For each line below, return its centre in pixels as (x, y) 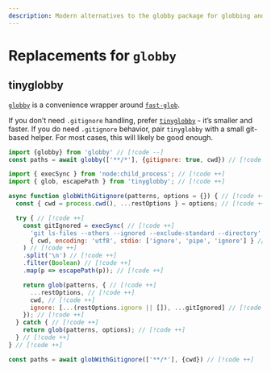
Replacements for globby (93, 55)
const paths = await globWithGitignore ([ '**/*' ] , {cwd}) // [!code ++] (131, 359)
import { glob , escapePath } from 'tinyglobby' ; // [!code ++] (117, 182)
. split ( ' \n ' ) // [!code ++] (70, 256)
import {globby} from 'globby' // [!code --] (86, 152)
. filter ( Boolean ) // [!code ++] (77, 263)
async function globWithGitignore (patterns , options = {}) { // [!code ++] (138, 196)
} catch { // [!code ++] (57, 323)
